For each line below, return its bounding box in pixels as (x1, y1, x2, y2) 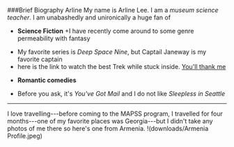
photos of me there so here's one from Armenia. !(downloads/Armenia (7, 125, 209, 132)
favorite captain (17, 55, 63, 63)
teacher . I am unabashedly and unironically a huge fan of (7, 13, 171, 22)
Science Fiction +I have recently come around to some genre (17, 27, 194, 35)
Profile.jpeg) (7, 132, 43, 140)
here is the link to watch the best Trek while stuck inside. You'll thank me (17, 63, 226, 70)
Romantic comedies (17, 76, 77, 84)
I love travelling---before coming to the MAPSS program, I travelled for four (7, 109, 223, 118)
